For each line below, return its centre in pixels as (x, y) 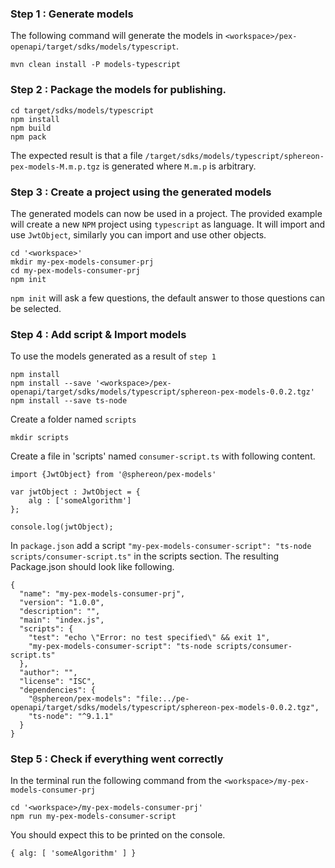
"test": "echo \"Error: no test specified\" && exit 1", (149, 638)
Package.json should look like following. (92, 567)
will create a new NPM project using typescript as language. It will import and (168, 224)
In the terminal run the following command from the (116, 781)
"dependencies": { (58, 690)
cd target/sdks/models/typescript (82, 110)
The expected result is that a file (76, 155)
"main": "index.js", (62, 620)
